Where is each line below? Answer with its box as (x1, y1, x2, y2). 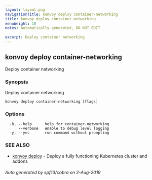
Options (5, 110, 25, 117)
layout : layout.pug (5, 7, 45, 12)
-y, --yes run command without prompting (9, 130, 110, 136)
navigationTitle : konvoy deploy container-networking (5, 12, 118, 17)
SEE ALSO (5, 142, 30, 148)
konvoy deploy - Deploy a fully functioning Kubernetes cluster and (12, 153, 148, 159)
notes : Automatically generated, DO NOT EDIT (5, 26, 100, 31)
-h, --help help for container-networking (9, 122, 110, 127)
